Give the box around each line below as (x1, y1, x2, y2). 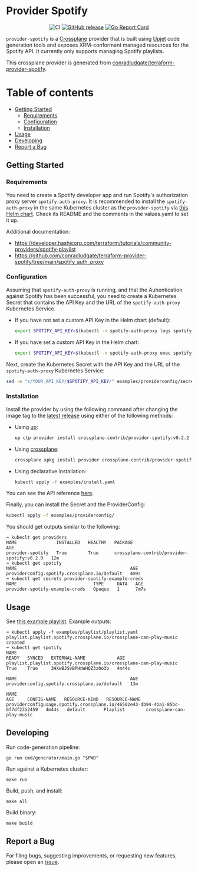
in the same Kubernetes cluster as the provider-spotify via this (34, 204, 189, 211)
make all (6, 798, 28, 804)
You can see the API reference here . (6, 490, 94, 497)
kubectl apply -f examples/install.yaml (14, 479, 115, 485)
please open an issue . (6, 858, 60, 865)
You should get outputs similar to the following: (6, 523, 120, 531)
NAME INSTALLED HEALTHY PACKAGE (6, 540, 133, 546)
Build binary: (6, 808, 37, 816)
